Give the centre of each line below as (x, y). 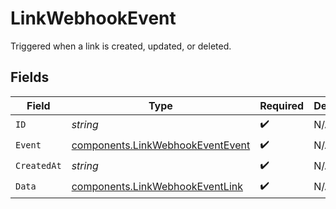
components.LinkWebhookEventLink (157, 187)
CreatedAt (38, 166)
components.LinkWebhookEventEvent (161, 145)
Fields (30, 77)
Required (282, 105)
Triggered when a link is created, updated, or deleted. (121, 46)
